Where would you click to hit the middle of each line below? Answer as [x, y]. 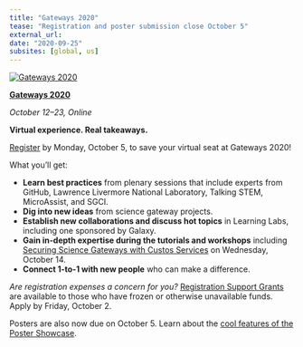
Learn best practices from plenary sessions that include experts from [152, 183]
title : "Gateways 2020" [54, 18]
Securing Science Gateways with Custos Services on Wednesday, [145, 250]
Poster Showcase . [43, 333]
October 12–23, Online [51, 112]
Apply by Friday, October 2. [61, 306]
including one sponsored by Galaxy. [89, 231]
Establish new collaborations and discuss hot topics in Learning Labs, [156, 221]
